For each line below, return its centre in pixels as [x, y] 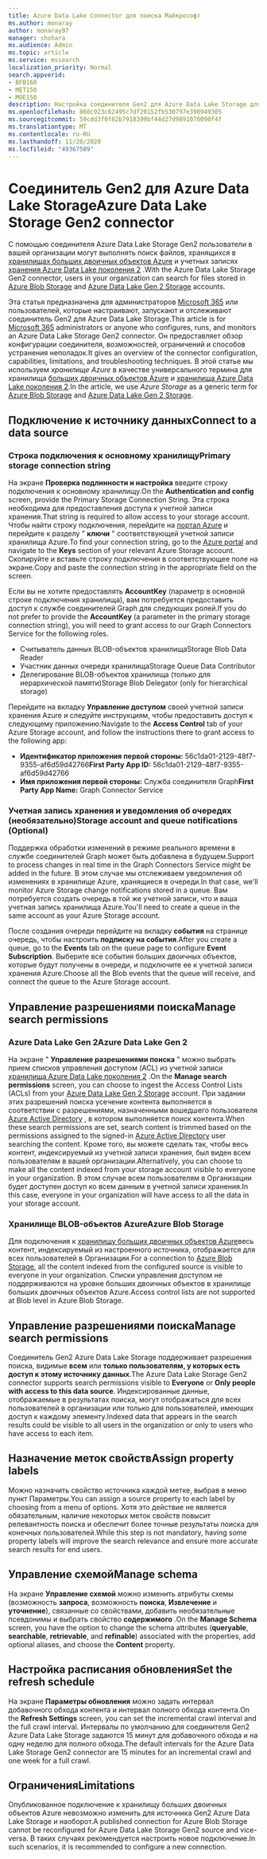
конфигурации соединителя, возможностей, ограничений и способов [127, 344]
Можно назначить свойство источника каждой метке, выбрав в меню [128, 1490]
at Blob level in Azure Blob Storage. [66, 1300]
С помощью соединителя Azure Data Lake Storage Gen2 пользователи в [130, 245]
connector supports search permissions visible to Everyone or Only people [132, 1382]
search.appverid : [37, 75]
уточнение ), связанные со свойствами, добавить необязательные [122, 1610]
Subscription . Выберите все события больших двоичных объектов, [122, 956]
